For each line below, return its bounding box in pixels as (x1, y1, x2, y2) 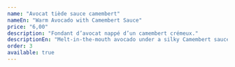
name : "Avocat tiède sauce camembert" (7, 10, 120, 17)
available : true (7, 50, 55, 57)
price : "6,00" (7, 23, 49, 30)
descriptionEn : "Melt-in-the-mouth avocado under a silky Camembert (7, 36, 211, 43)
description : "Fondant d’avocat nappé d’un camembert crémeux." (7, 29, 199, 37)
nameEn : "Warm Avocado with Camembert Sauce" (7, 17, 142, 24)
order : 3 (7, 43, 33, 50)
